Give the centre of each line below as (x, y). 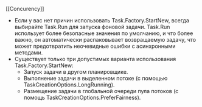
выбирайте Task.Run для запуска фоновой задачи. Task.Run (92, 27)
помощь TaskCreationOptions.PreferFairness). (82, 97)
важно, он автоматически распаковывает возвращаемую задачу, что (105, 40)
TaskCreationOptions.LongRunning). (69, 85)
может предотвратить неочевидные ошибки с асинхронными (95, 46)
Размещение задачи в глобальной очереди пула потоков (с (101, 91)
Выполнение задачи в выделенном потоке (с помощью (96, 78)
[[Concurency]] (25, 9)
